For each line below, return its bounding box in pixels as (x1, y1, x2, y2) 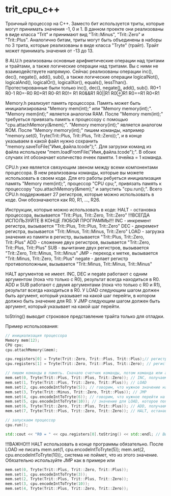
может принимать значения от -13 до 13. (5, 48, 94, 54)
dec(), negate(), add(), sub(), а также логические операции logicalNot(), (5, 74, 159, 80)
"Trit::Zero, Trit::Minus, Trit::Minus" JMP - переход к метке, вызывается (5, 250, 158, 256)
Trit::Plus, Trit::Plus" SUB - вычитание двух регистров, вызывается (5, 244, 149, 251)
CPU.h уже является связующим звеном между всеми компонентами (5, 164, 158, 170)
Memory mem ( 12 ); (5, 338, 40, 343)
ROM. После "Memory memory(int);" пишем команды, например (5, 127, 145, 133)
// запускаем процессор (5, 418, 56, 423)
